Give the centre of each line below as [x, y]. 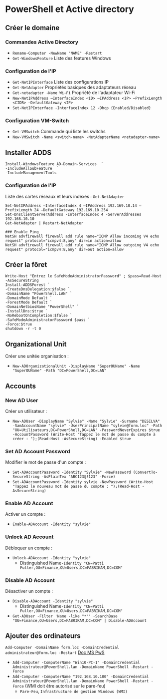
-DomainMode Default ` [29, 298]
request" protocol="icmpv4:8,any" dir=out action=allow [64, 249]
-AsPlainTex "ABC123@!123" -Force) [79, 477]
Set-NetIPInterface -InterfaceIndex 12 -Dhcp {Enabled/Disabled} [82, 108]
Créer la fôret [26, 265]
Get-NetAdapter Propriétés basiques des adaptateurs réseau [74, 87]
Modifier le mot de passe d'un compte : [46, 462]
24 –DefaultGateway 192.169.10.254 [71, 210]
